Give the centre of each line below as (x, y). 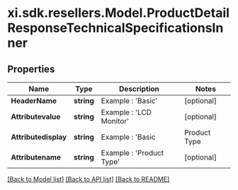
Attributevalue (36, 117)
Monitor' (115, 121)
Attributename (36, 157)
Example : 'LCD (126, 112)
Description (139, 89)
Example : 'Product (132, 153)
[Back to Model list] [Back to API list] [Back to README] (89, 179)
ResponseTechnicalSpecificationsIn (115, 28)
